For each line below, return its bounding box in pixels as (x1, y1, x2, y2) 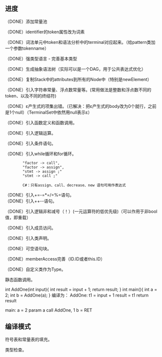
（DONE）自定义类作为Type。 (5, 266, 66, 272)
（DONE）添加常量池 (5, 19, 47, 24)
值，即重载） (5, 214, 31, 220)
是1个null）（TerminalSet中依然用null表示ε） (5, 109, 93, 115)
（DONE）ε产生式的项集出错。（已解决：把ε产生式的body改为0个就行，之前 (5, 103, 157, 109)
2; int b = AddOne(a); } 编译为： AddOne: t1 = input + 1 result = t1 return (5, 292, 149, 298)
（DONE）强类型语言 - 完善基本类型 (5, 56, 78, 61)
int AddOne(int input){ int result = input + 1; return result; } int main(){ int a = (5, 286, 158, 292)
